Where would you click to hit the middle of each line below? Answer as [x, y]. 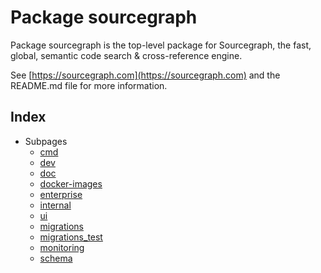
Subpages [46, 141]
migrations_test [71, 237]
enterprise [61, 194]
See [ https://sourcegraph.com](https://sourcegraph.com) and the [145, 75]
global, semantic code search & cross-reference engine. [126, 55]
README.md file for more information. [89, 85]
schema [56, 258]
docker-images [71, 183]
